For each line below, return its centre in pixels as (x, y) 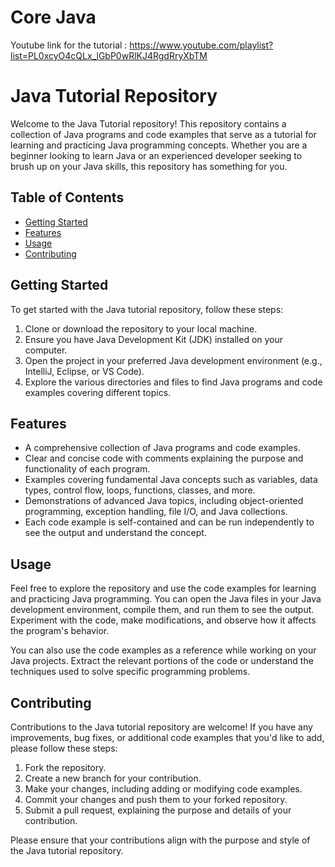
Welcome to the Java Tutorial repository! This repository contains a (148, 123)
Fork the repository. (65, 767)
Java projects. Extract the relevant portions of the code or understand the (162, 661)
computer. (46, 350)
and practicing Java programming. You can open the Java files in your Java (166, 599)
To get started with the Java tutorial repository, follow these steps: (147, 309)
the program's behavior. (60, 631)
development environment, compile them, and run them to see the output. (162, 610)
